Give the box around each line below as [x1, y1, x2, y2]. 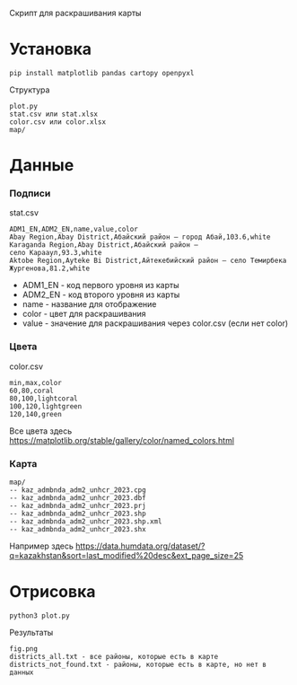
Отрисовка [9, 582, 96, 602]
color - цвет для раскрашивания [22, 309, 146, 320]
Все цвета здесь [9, 426, 73, 436]
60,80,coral [9, 386, 54, 395]
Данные [9, 155, 74, 176]
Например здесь [9, 540, 74, 551]
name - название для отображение [22, 299, 157, 310]
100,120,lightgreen [9, 401, 83, 411]
